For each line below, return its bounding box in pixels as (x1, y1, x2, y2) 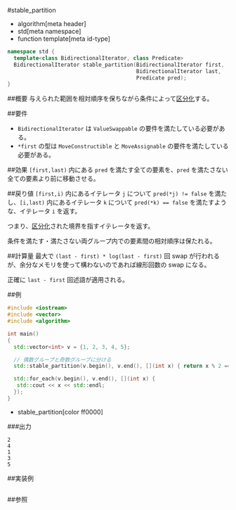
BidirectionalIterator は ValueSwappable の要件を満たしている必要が (17, 125, 219, 133)
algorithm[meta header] (17, 20, 86, 27)
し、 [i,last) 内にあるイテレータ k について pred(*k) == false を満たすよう (7, 198, 227, 207)
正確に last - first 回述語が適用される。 (7, 276, 129, 284)
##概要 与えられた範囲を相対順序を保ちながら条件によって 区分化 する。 (7, 94, 214, 103)
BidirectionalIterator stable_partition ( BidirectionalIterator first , (13, 61, 225, 68)
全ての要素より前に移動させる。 (7, 174, 100, 183)
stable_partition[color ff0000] (17, 407, 103, 416)
